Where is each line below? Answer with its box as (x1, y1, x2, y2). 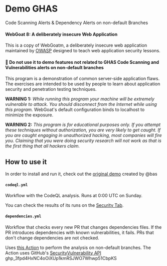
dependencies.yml (5, 214, 42, 219)
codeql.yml (5, 182, 28, 187)
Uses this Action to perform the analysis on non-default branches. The (5, 244, 151, 250)
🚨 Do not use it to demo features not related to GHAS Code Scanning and (5, 59, 159, 65)
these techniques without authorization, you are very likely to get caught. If (5, 127, 161, 133)
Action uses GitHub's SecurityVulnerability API (5, 249, 101, 256)
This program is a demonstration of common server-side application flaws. (5, 76, 159, 82)
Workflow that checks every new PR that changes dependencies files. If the (5, 224, 162, 230)
